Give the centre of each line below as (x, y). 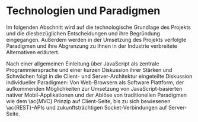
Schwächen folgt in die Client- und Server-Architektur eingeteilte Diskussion (99, 76)
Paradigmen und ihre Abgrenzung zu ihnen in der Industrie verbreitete (92, 46)
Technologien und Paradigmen (83, 11)
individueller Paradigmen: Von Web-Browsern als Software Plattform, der (95, 82)
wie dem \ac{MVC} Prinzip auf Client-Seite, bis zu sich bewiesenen (88, 101)
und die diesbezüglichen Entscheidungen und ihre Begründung (83, 33)
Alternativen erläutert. (33, 52)
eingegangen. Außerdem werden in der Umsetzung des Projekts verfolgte (96, 39)
